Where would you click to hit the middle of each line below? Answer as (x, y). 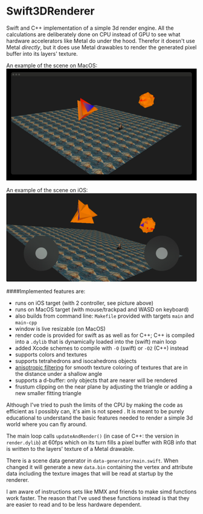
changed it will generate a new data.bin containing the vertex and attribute (100, 467)
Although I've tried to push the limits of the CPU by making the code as (95, 405)
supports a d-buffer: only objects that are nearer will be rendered (96, 380)
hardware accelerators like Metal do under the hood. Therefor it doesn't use (101, 41)
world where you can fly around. (47, 424)
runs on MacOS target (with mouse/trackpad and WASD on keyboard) (102, 309)
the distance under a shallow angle (59, 373)
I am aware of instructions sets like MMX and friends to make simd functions (101, 492)
